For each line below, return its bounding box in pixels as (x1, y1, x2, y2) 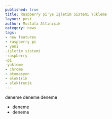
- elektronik (5, 80, 32, 85)
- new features (5, 35, 37, 40)
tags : (5, 30, 16, 35)
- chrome (5, 67, 23, 72)
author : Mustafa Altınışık (5, 21, 61, 26)
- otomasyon (5, 72, 30, 77)
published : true (5, 7, 38, 12)
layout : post (5, 16, 32, 21)
